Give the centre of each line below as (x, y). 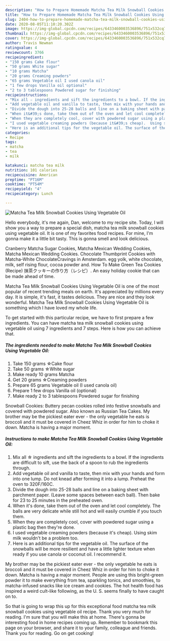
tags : (11, 142)
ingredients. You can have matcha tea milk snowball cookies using (74, 323)
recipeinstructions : (27, 95)
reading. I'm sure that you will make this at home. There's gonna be (75, 617)
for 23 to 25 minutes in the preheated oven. (58, 500)
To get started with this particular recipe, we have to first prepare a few (79, 317)
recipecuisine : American (31, 175)
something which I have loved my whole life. (51, 308)
